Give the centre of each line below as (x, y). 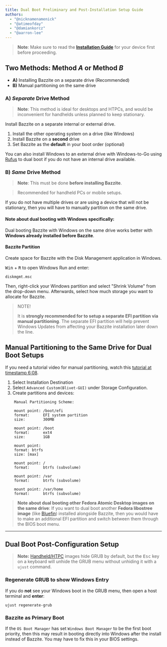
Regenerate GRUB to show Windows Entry (57, 580)
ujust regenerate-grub (29, 605)
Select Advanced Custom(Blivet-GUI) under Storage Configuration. (80, 387)
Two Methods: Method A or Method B (64, 68)
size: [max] (26, 454)
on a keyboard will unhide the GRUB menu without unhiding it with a (87, 562)
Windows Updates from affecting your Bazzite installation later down (87, 326)
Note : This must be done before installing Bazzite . (70, 183)
